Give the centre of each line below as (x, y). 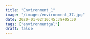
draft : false (19, 29)
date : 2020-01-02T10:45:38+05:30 (41, 19)
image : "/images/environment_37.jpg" (45, 15)
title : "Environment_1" (31, 10)
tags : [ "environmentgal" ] (33, 24)
